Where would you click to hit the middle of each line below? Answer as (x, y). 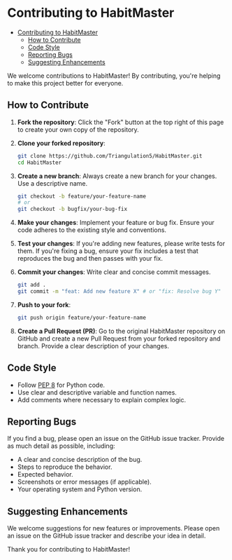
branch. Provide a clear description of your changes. (93, 346)
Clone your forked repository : (61, 143)
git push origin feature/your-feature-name (82, 317)
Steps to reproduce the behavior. (65, 467)
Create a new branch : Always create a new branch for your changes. (117, 176)
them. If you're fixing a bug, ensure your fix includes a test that (108, 251)
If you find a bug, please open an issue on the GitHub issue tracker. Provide (116, 439)
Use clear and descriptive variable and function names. (97, 392)
